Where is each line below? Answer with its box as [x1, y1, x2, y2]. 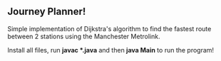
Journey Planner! [7, 6, 86, 18]
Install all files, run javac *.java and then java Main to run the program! [7, 45, 215, 54]
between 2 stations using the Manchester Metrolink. [7, 32, 160, 40]
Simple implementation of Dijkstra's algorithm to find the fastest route [7, 24, 212, 33]
